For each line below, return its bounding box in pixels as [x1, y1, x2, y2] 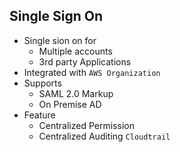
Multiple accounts [38, 45, 113, 57]
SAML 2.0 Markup [38, 87, 114, 99]
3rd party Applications [38, 55, 132, 68]
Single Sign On [9, 8, 103, 25]
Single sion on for [23, 34, 97, 46]
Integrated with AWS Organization [23, 66, 161, 78]
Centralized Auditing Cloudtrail [38, 130, 171, 142]
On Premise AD [38, 98, 102, 110]
